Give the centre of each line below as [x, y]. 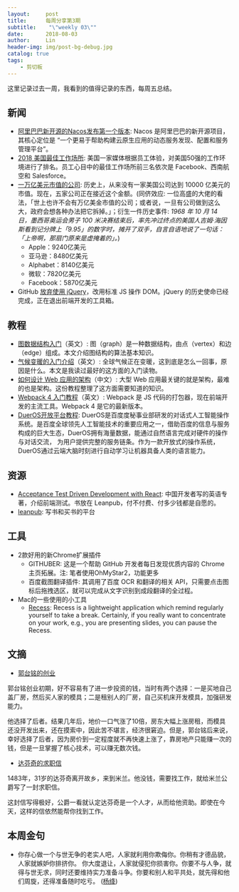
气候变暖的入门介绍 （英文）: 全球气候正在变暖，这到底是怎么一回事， [119, 362]
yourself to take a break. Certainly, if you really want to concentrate [127, 615]
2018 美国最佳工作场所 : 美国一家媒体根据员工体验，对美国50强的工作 [118, 158]
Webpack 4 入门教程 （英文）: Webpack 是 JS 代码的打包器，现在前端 [119, 397]
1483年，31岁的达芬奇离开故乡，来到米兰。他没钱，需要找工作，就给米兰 [115, 778]
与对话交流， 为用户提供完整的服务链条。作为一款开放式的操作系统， [118, 442]
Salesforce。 [51, 176]
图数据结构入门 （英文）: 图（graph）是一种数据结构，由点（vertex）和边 [124, 344]
